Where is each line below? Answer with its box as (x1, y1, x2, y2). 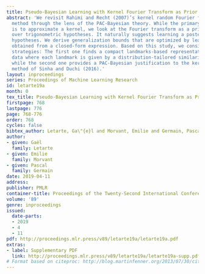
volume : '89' (6, 196, 40, 202)
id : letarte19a (6, 83, 45, 89)
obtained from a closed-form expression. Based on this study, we (12, 43, 184, 49)
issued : (6, 207, 26, 214)
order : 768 (6, 117, 34, 123)
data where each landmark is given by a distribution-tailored (12, 54, 176, 60)
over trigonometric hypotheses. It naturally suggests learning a (12, 32, 184, 38)
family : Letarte (12, 145, 53, 151)
